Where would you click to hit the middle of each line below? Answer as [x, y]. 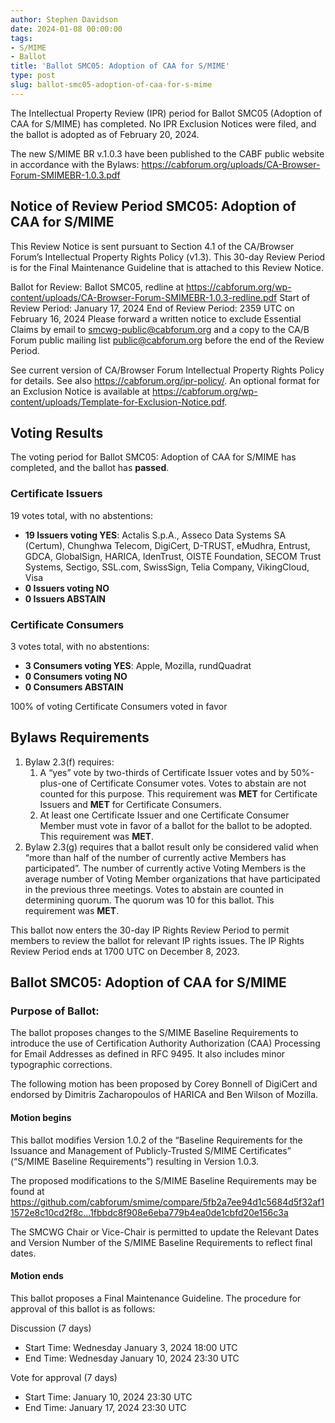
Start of [295, 297]
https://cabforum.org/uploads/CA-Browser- [231, 164]
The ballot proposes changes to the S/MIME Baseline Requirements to [154, 1033]
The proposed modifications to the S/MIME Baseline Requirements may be [163, 1180]
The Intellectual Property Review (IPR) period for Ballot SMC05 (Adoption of [166, 113]
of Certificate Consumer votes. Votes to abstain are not [193, 783]
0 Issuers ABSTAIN [65, 598]
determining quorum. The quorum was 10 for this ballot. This [149, 900]
